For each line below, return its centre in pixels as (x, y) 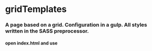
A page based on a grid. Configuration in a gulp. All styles (76, 25)
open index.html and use (31, 43)
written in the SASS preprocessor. (47, 31)
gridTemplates (36, 9)
